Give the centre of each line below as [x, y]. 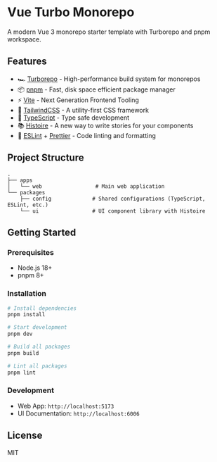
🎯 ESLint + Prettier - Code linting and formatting [87, 135]
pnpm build [23, 353]
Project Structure [46, 158]
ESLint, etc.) [28, 205]
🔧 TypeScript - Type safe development [73, 118]
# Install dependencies [42, 308]
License [25, 436]
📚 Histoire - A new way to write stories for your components [105, 125]
